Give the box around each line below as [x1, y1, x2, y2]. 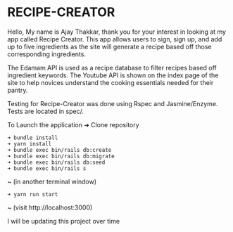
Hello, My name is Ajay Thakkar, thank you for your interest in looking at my [7, 27, 227, 36]
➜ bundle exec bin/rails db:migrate [7, 153, 115, 160]
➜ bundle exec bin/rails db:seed [7, 159, 106, 166]
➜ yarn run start [7, 191, 58, 198]
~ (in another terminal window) [7, 177, 97, 186]
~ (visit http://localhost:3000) [7, 203, 93, 212]
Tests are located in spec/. [7, 107, 84, 115]
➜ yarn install [7, 140, 52, 148]
